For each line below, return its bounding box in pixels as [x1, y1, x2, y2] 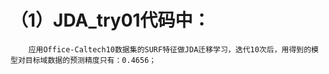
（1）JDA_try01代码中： [10, 9, 211, 32]
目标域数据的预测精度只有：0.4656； [24, 55, 157, 65]
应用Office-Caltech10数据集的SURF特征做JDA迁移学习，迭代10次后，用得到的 [28, 44, 312, 55]
